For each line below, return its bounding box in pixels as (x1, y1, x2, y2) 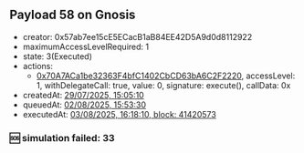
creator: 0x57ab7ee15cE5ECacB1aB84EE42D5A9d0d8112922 (22, 31, 253, 42)
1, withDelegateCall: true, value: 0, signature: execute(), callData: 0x (36, 79, 291, 90)
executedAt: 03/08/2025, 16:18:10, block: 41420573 (22, 108, 216, 119)
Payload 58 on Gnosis (9, 7, 136, 23)
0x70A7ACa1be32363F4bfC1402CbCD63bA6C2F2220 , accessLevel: (36, 70, 296, 81)
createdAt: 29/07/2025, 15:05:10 (22, 89, 144, 100)
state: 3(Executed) (22, 50, 93, 62)
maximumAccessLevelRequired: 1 (22, 41, 149, 52)
